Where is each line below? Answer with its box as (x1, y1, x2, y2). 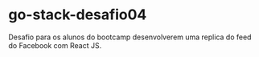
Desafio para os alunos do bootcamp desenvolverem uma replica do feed (8, 32, 252, 42)
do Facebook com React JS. (8, 40, 102, 50)
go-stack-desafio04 (8, 6, 147, 24)
